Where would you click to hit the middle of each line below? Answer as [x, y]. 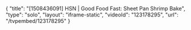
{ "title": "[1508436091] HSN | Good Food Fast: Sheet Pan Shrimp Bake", [95, 9]
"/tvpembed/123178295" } [38, 21]
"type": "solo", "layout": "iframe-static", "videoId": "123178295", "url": [92, 15]
